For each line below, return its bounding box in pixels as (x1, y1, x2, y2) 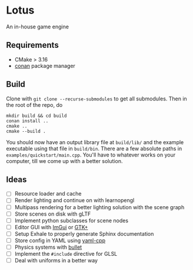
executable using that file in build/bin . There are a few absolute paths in (6, 145, 182, 152)
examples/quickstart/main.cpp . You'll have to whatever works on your (6, 151, 175, 158)
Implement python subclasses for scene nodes (14, 217, 128, 224)
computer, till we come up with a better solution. (6, 157, 123, 164)
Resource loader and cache (14, 190, 82, 197)
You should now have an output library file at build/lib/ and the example (6, 138, 184, 145)
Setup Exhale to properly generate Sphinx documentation (14, 230, 154, 237)
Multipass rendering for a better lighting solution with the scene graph (14, 203, 185, 210)
